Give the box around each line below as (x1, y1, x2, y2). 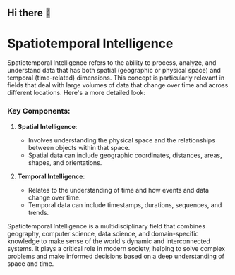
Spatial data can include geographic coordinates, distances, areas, (28, 151, 222, 159)
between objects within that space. (28, 143, 131, 152)
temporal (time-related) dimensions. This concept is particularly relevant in (7, 73, 224, 82)
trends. (28, 208, 49, 216)
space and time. (7, 259, 54, 268)
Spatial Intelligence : (17, 122, 78, 130)
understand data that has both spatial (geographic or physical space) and (7, 66, 221, 75)
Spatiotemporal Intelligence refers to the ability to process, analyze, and (7, 59, 217, 67)
